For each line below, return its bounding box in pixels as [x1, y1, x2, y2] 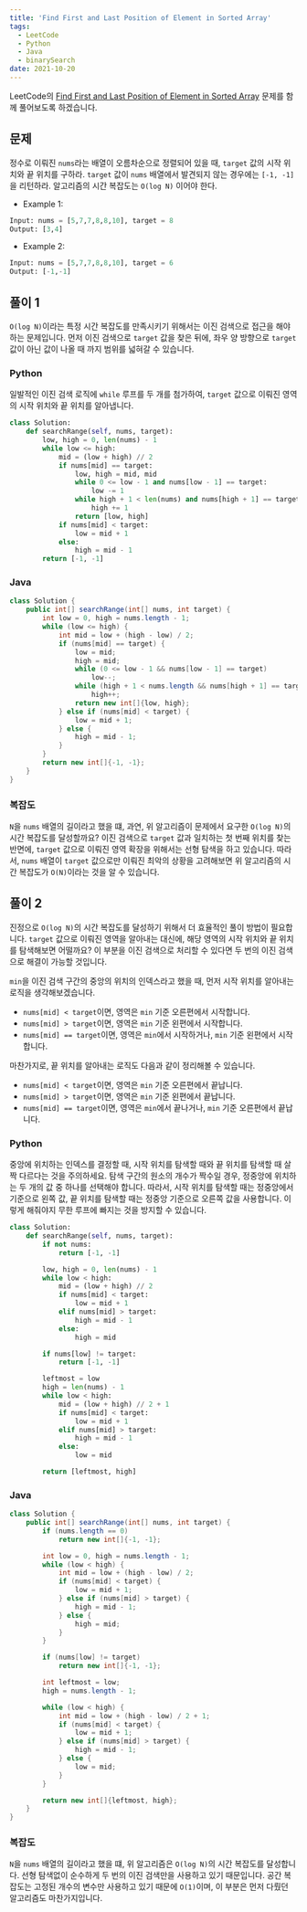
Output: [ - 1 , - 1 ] [9, 267, 71, 277]
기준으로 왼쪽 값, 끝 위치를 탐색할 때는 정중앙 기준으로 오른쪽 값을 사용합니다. [9, 1193, 282, 1204]
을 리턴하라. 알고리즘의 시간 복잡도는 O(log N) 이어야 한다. [9, 180, 217, 191]
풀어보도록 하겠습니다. [18, 101, 98, 112]
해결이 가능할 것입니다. [26, 956, 108, 967]
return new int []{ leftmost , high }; [42, 1796, 178, 1805]
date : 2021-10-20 [9, 65, 76, 74]
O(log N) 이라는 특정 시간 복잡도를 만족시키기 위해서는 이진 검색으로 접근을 [9, 321, 274, 332]
